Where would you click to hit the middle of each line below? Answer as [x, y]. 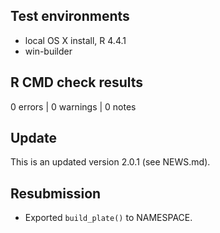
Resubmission [56, 193]
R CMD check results [77, 82]
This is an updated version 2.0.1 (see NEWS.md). [110, 162]
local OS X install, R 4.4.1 [75, 40]
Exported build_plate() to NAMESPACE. [108, 218]
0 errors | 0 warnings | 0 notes [73, 106]
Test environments [70, 16]
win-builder [48, 51]
